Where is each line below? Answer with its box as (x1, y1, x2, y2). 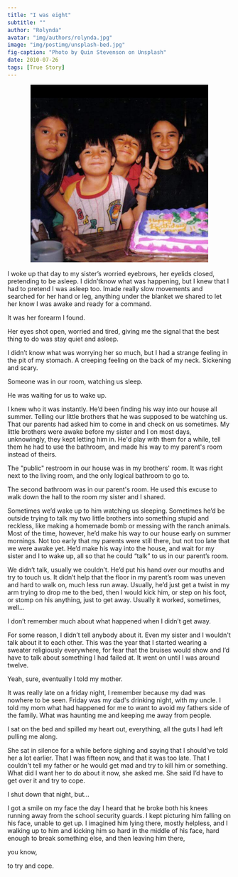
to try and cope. (7, 861, 55, 870)
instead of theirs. (7, 450, 57, 458)
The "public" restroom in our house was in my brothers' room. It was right (7, 464, 223, 472)
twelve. (7, 660, 29, 669)
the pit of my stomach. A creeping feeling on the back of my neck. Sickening (7, 356, 232, 364)
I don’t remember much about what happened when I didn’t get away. (7, 616, 211, 625)
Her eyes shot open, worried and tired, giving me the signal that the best (7, 327, 220, 335)
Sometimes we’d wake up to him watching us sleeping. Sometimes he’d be (7, 506, 225, 515)
